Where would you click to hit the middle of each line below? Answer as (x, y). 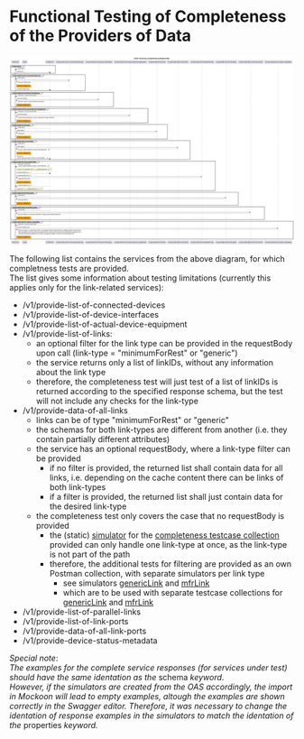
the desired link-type (88, 506)
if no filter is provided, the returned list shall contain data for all (166, 467)
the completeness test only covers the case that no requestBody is (160, 515)
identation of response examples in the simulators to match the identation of (152, 716)
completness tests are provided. (69, 268)
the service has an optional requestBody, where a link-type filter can (163, 448)
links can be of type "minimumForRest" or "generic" (133, 420)
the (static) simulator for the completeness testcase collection (164, 535)
